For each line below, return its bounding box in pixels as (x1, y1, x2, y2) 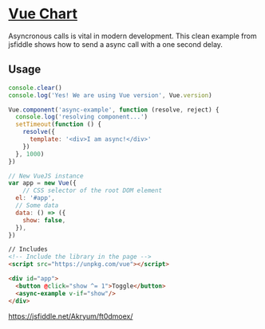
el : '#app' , (15, 194, 56, 202)
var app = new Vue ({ (8, 179, 77, 187)
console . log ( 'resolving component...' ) (15, 113, 148, 121)
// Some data (15, 202, 59, 210)
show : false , (22, 216, 66, 224)
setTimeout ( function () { (15, 120, 102, 128)
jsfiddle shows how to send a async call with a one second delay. (8, 39, 223, 49)
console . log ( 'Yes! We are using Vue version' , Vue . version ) (8, 91, 213, 100)
